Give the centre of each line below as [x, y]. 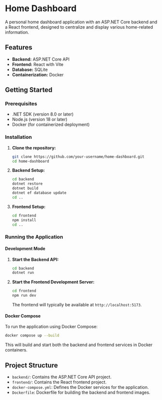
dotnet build [25, 188]
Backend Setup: [28, 170]
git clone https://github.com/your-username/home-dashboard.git [78, 157]
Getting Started [29, 90]
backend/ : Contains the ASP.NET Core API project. [62, 377]
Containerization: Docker [38, 75]
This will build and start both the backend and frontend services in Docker [79, 345]
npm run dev [24, 296]
